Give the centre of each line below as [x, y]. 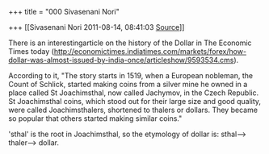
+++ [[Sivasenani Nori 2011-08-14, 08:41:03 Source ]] [97, 27]
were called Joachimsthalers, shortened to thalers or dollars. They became [133, 110]
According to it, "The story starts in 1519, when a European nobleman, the [130, 75]
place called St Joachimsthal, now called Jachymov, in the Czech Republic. [134, 93]
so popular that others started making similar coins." [95, 119]
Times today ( [32, 51]
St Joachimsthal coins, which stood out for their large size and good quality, [134, 101]
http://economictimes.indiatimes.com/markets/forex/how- [150, 51]
